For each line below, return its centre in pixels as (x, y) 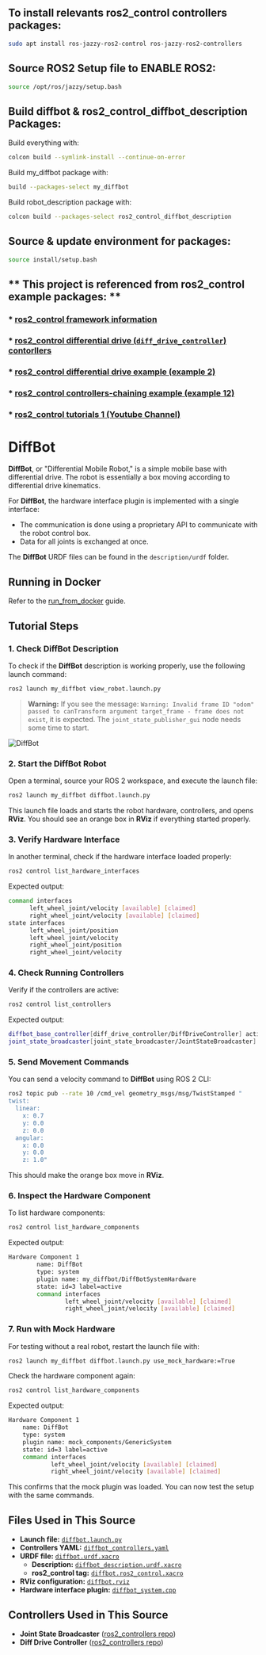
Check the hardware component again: (72, 1376)
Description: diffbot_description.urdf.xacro (106, 1565)
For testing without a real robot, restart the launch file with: (104, 1346)
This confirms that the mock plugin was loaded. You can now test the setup (131, 1487)
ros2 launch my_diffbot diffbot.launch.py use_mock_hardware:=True (122, 1361)
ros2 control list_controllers (60, 1005)
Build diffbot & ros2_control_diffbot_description (128, 111)
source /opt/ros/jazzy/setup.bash (65, 86)
